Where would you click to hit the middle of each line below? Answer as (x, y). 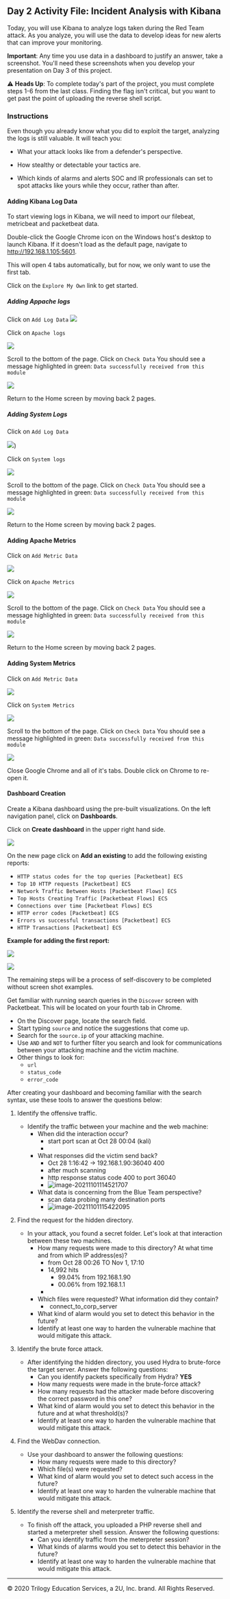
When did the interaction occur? (83, 1133)
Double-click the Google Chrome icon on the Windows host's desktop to (109, 237)
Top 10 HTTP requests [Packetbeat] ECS (74, 884)
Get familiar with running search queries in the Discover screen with (103, 1000)
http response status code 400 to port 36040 (112, 1177)
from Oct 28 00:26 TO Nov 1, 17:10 (96, 1262)
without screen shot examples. (50, 987)
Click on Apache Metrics (41, 582)
